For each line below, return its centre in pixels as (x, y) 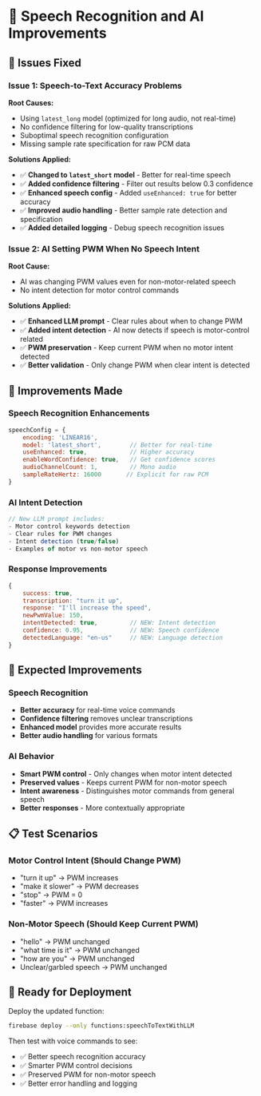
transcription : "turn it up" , (73, 601)
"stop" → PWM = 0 (51, 895)
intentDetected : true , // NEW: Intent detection (119, 623)
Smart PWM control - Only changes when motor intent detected (126, 773)
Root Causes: (31, 102)
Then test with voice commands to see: (73, 1041)
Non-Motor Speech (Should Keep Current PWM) (104, 924)
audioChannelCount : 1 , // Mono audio (100, 467)
